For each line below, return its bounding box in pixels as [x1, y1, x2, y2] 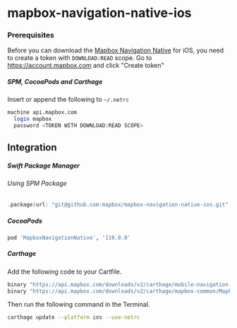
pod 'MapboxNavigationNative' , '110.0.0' [7, 234, 131, 241]
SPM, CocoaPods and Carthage [7, 78, 103, 86]
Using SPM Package [7, 179, 67, 188]
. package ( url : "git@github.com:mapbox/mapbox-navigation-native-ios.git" [7, 201, 229, 209]
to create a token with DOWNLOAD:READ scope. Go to [7, 54, 152, 62]
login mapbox [13, 115, 52, 123]
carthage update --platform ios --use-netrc [7, 314, 140, 321]
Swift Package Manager [7, 161, 80, 170]
